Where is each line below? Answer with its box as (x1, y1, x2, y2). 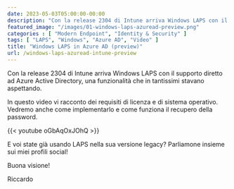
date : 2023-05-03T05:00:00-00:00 (7, 10, 105, 18)
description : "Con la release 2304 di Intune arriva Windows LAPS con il (7, 17, 228, 24)
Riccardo (7, 174, 34, 183)
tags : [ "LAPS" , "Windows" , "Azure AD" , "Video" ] (7, 37, 159, 44)
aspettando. (7, 84, 42, 92)
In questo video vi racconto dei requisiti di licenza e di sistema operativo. (7, 97, 219, 106)
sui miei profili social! (7, 147, 68, 156)
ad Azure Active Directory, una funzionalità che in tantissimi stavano (7, 76, 205, 85)
